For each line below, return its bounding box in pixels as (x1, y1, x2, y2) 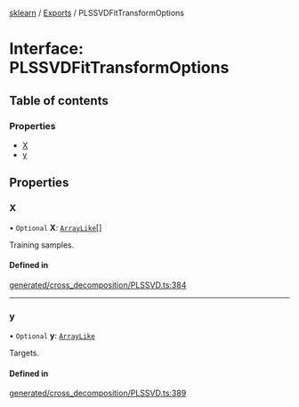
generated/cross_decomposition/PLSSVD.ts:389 (9, 387, 187, 399)
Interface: (9, 39, 85, 59)
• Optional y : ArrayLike (9, 330, 95, 341)
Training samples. (9, 240, 75, 250)
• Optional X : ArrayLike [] (9, 222, 102, 232)
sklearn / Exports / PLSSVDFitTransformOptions (9, 8, 185, 18)
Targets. (9, 347, 40, 359)
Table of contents (9, 93, 109, 108)
